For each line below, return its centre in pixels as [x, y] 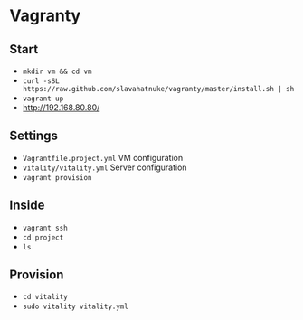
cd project [43, 237]
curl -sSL [41, 81]
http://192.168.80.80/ [61, 108]
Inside [27, 206]
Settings [34, 136]
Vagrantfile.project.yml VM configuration [103, 157]
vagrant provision [57, 177]
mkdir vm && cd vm [57, 71]
